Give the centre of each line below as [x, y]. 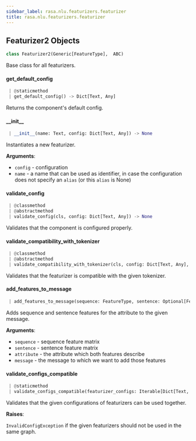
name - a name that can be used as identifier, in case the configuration [98, 174]
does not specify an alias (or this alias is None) [73, 180]
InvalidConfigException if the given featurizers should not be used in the [94, 425]
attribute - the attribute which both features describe [79, 354]
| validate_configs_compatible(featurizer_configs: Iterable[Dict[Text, [99, 392]
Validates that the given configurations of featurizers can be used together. [96, 402]
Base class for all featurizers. [41, 66]
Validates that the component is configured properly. [69, 228]
